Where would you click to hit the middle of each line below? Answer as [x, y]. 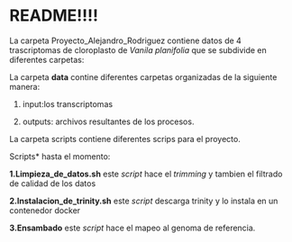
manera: [25, 86]
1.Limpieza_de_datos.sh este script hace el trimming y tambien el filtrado [146, 174]
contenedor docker [45, 210]
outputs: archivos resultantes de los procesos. [108, 121]
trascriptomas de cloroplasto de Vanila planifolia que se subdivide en [138, 49]
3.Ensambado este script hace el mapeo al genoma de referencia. [132, 228]
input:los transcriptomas [68, 103]
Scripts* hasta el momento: [60, 156]
